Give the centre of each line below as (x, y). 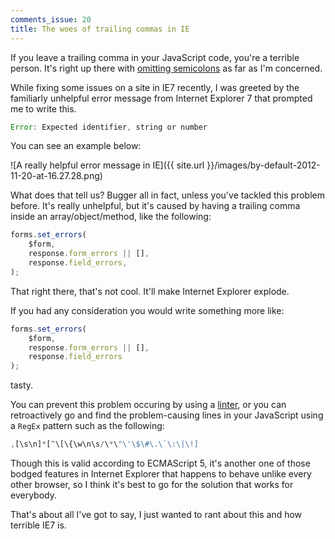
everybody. (33, 495)
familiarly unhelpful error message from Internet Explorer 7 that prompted (161, 98)
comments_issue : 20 (51, 19)
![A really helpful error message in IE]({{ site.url (107, 165)
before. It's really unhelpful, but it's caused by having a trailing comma (155, 206)
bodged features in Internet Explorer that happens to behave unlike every (161, 474)
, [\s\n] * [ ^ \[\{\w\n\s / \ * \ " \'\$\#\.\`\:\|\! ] (104, 444)
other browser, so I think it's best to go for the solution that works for (152, 484)
